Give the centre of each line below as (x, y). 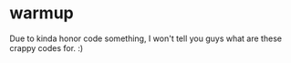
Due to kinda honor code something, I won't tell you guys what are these (146, 38)
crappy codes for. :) (47, 47)
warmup (42, 13)
